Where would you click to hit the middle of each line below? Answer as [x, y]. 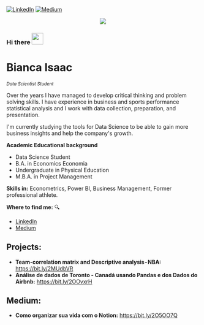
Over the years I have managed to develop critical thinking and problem [96, 95]
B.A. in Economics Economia [51, 163]
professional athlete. [32, 195]
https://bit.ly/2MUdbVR [44, 268]
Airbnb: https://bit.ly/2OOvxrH [54, 281]
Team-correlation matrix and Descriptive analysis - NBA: [88, 262]
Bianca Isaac [39, 68]
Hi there [18, 42]
